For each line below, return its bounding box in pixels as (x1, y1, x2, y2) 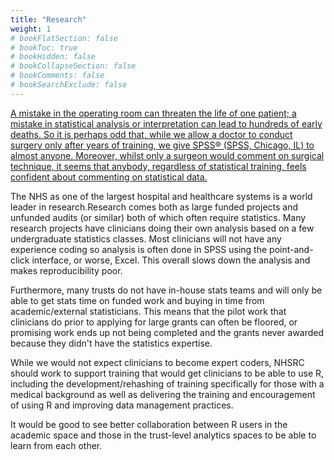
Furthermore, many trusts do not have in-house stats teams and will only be (10, 284, 323, 296)
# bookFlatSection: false (10, 33, 118, 43)
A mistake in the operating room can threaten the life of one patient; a (10, 107, 297, 119)
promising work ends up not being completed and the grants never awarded (10, 326, 325, 338)
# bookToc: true (10, 42, 78, 53)
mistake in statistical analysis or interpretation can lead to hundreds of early (10, 117, 323, 130)
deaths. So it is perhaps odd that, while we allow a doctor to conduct (10, 128, 293, 140)
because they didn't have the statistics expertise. (10, 337, 213, 349)
